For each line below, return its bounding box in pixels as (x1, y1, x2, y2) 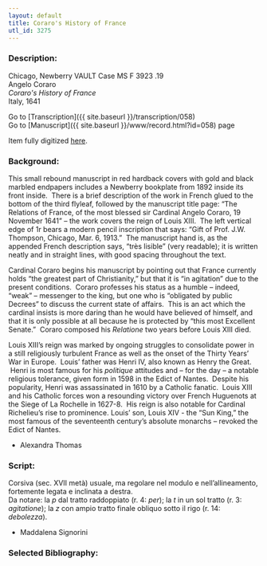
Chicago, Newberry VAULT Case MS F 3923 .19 (8, 71, 164, 81)
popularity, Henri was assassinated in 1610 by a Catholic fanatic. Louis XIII (8, 382, 253, 391)
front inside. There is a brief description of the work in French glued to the (8, 191, 253, 200)
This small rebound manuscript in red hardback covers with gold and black (8, 173, 253, 183)
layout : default (8, 11, 62, 20)
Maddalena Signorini (19, 528, 88, 537)
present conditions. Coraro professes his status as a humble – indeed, (8, 282, 241, 292)
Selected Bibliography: (8, 548, 99, 559)
